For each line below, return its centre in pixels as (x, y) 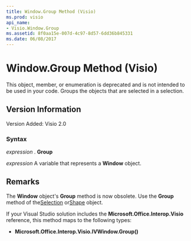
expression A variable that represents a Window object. (74, 164)
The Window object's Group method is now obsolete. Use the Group (90, 196)
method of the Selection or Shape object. (55, 202)
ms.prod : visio (25, 17)
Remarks (23, 182)
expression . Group (29, 152)
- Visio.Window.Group (33, 28)
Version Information (44, 110)
